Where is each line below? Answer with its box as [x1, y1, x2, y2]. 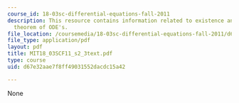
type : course [7, 57, 46, 64]
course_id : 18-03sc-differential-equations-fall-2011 [7, 10, 171, 18]
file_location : [7, 30, 53, 38]
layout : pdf [7, 43, 43, 50]
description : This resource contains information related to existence [7, 17, 224, 24]
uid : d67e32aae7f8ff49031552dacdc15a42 [7, 63, 126, 70]
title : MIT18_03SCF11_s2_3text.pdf [7, 50, 113, 58]
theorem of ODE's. [14, 23, 69, 31]
